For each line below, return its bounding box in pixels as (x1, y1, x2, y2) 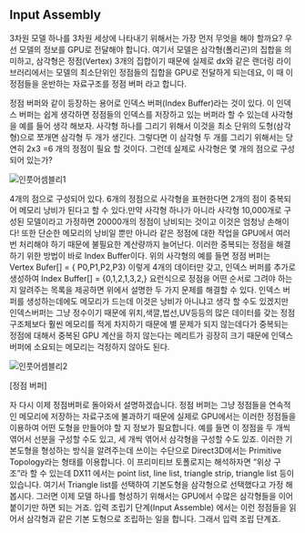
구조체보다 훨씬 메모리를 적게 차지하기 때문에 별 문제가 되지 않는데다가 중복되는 (9, 318, 290, 329)
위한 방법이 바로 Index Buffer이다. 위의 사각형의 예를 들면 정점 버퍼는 (25, 250, 271, 261)
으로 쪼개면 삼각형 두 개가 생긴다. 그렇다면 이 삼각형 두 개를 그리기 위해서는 (19, 131, 284, 142)
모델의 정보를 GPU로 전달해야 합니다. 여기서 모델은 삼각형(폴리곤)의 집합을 (18, 44, 282, 55)
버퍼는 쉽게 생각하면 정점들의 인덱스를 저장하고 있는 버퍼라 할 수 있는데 (18, 108, 269, 119)
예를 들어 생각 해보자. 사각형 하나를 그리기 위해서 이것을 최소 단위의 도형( (18, 120, 277, 131)
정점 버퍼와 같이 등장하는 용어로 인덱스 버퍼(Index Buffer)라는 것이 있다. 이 (9, 97, 275, 108)
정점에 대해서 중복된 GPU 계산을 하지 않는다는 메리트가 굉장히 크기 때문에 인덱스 (9, 330, 294, 341)
